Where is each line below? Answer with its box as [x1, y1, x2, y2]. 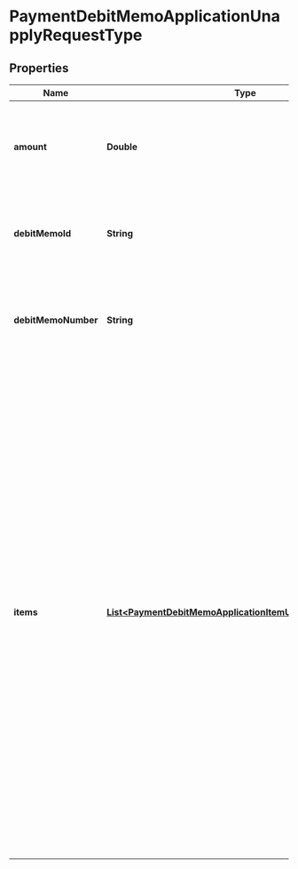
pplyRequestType [9, 25, 143, 45]
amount [13, 140, 47, 153]
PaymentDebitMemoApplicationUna [9, 6, 281, 27]
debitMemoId [13, 227, 72, 239]
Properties [9, 60, 69, 76]
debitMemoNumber [13, 314, 98, 326]
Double [106, 140, 137, 153]
